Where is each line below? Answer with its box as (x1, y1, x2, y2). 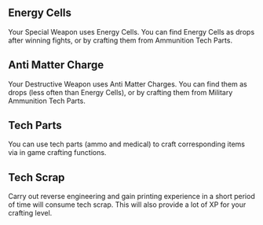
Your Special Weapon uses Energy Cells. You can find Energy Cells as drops (8, 27, 255, 36)
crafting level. (8, 208, 53, 218)
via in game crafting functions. (8, 148, 107, 157)
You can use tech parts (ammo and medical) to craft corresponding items (8, 139, 246, 149)
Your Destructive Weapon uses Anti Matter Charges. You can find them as (8, 79, 247, 89)
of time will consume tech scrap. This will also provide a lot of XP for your (8, 200, 247, 209)
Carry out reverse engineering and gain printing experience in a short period (8, 192, 255, 201)
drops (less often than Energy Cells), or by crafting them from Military (8, 87, 233, 97)
